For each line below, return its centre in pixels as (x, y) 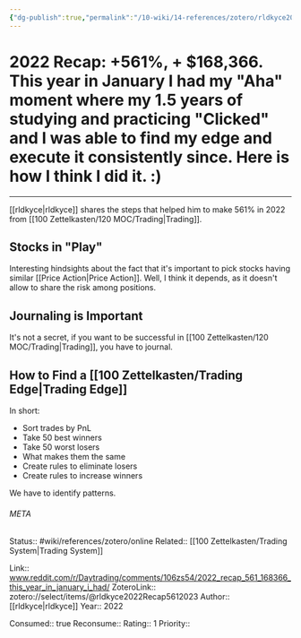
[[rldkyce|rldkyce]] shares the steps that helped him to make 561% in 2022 (147, 209)
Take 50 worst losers (61, 447)
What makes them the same (74, 457)
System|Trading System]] (56, 551)
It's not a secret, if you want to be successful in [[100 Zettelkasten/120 (139, 338)
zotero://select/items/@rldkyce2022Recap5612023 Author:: (120, 597)
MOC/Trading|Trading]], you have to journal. (91, 347)
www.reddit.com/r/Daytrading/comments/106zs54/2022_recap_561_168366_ (150, 578)
